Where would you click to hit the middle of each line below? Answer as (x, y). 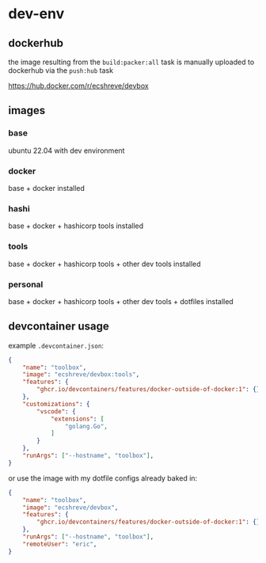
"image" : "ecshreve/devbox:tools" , (81, 375)
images (27, 110)
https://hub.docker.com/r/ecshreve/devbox (78, 86)
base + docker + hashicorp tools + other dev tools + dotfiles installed (121, 301)
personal (26, 284)
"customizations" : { (56, 404)
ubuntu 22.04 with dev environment (66, 150)
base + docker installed (47, 188)
